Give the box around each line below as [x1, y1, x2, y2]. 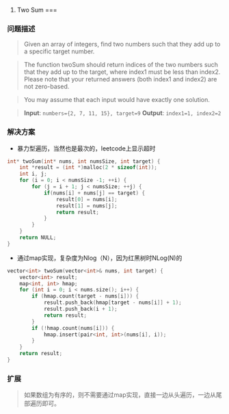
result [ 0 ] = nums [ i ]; [55, 196, 118, 203]
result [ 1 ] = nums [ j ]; [55, 202, 118, 209]
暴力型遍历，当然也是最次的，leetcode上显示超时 [16, 144, 156, 153]
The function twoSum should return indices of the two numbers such [23, 61, 219, 69]
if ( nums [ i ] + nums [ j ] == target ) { [43, 190, 146, 196]
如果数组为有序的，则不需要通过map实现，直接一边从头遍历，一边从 [23, 391, 217, 399]
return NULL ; [19, 234, 57, 242]
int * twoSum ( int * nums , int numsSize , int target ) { [7, 157, 161, 165]
